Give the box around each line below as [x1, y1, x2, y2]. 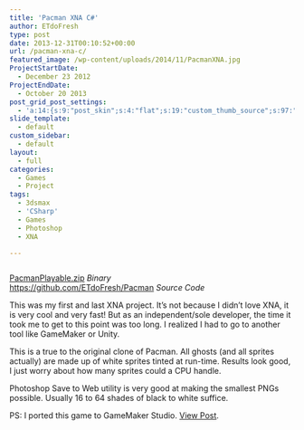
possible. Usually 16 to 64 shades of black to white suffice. [9, 393, 229, 404]
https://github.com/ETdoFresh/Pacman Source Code [9, 282, 205, 293]
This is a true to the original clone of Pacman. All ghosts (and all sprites [9, 346, 274, 358]
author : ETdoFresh [9, 22, 79, 31]
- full [17, 156, 43, 166]
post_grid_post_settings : [9, 97, 107, 107]
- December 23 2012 [17, 72, 91, 81]
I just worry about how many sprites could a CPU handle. [9, 366, 222, 377]
